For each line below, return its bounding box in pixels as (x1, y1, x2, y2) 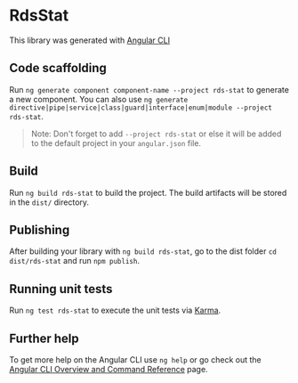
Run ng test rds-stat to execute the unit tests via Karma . (9, 305, 221, 316)
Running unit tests (9, 281, 113, 297)
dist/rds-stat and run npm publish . (9, 256, 141, 266)
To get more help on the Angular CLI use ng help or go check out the (9, 354, 262, 365)
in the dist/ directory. (9, 197, 90, 208)
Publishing (9, 222, 70, 237)
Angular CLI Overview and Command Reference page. (9, 364, 208, 374)
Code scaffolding (9, 61, 107, 76)
